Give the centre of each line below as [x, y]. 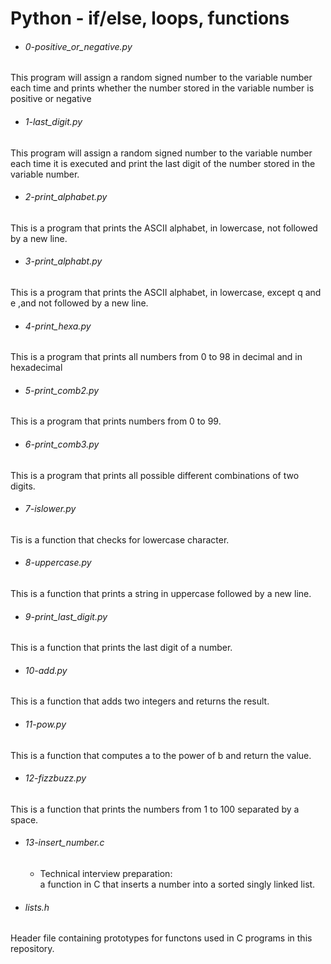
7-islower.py [50, 509]
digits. [23, 486]
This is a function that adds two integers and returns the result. [140, 701]
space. [24, 819]
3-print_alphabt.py [63, 261]
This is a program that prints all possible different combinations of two [155, 475]
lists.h [37, 907]
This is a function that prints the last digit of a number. [121, 648]
